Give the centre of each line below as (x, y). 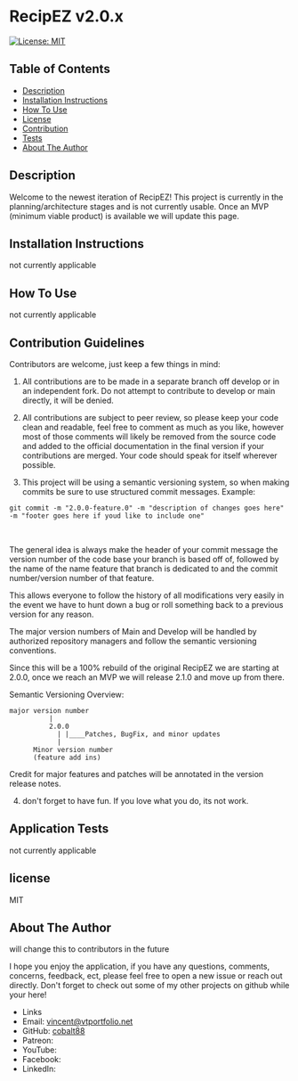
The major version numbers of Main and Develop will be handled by (133, 631)
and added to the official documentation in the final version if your (143, 446)
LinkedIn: (39, 1069)
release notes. (35, 783)
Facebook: (41, 1060)
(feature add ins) (67, 758)
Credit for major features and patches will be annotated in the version (137, 774)
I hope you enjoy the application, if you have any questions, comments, (140, 966)
